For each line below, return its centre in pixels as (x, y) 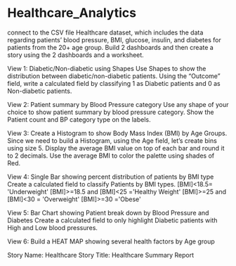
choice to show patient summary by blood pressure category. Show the (111, 112)
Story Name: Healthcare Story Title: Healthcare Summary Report (101, 255)
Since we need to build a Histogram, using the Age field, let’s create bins (112, 140)
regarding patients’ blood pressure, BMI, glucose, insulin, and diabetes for (114, 39)
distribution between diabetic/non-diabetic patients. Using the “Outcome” (114, 76)
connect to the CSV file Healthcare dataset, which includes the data (105, 32)
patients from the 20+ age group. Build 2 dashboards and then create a (111, 47)
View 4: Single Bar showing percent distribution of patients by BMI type (111, 177)
